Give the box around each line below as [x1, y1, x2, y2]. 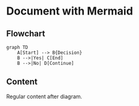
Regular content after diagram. [6, 93, 83, 100]
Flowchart [6, 28, 45, 39]
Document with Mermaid [6, 4, 134, 18]
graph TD [6, 44, 28, 50]
